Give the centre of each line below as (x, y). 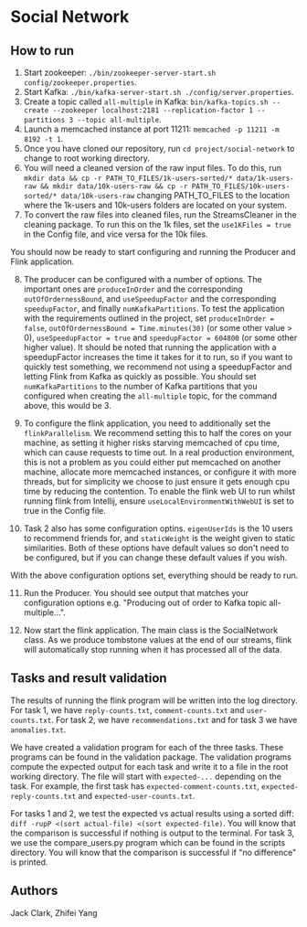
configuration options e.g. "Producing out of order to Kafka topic (145, 602)
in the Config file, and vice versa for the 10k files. (116, 234)
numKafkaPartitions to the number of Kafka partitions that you (141, 386)
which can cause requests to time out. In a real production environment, (159, 453)
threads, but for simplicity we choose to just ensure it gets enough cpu (157, 481)
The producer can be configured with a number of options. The (143, 279)
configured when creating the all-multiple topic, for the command (150, 396)
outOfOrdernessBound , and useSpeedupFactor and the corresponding (150, 298)
